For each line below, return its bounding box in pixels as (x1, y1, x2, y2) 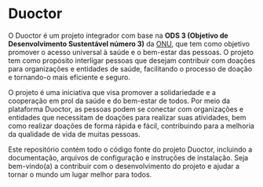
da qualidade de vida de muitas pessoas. (8, 129, 141, 138)
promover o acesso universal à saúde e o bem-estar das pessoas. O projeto (8, 47, 254, 57)
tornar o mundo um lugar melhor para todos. (8, 170, 152, 179)
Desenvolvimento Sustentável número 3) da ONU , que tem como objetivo (8, 38, 250, 48)
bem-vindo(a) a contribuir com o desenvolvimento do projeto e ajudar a (8, 161, 240, 170)
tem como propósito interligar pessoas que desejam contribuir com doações (8, 56, 256, 65)
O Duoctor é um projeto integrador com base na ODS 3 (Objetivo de (8, 31, 229, 40)
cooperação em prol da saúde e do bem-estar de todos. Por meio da (8, 96, 230, 105)
